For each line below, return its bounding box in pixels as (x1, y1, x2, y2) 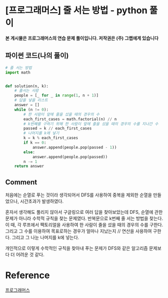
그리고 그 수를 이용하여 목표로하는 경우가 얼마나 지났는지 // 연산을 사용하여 (5, 228, 152, 234)
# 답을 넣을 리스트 (14, 97, 48, 103)
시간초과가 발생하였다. (20, 198, 64, 205)
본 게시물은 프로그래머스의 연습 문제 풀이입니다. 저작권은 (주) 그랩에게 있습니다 (5, 35, 159, 41)
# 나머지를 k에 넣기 (23, 130, 59, 136)
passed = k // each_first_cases (23, 126, 92, 131)
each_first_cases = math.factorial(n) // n (23, 116, 117, 122)
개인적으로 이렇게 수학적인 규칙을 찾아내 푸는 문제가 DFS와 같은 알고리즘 (5, 245, 148, 251)
